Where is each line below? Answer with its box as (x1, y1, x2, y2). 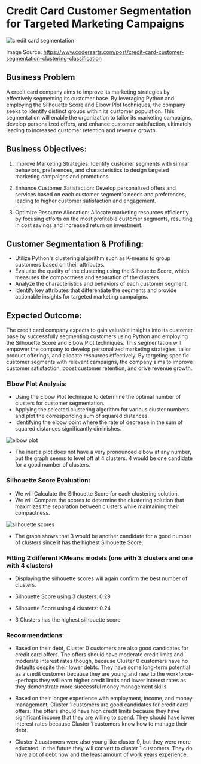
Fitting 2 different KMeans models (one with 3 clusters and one (6, 554, 193, 562)
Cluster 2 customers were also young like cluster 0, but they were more (14, 738, 191, 745)
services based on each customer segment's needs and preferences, (14, 190, 187, 198)
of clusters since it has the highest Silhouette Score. (14, 539, 144, 546)
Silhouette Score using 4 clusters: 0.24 (14, 605, 111, 612)
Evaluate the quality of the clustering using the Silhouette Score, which (14, 267, 190, 274)
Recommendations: (6, 631, 65, 639)
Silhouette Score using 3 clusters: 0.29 (14, 593, 111, 600)
